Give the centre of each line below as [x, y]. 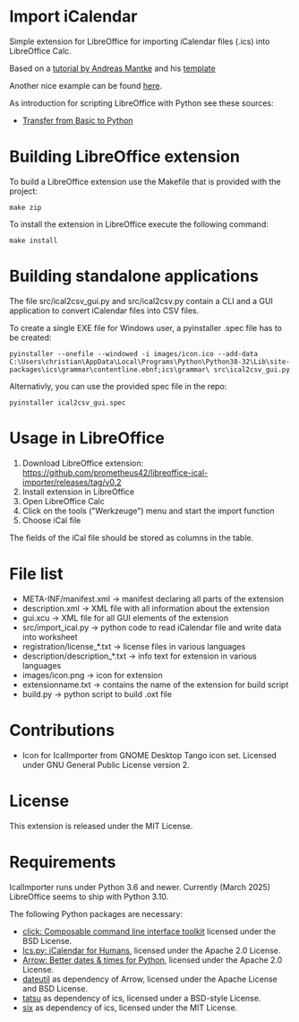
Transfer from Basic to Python [77, 120]
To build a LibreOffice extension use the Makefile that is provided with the [145, 181]
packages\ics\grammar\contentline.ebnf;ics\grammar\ [110, 370]
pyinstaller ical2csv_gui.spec [68, 402]
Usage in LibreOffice [87, 438]
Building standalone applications [134, 276]
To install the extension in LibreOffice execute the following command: [139, 224]
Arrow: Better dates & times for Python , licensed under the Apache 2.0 [152, 960]
